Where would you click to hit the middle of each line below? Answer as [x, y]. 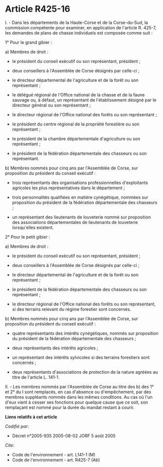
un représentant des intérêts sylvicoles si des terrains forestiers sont [81, 357]
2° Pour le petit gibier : [27, 237]
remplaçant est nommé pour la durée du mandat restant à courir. [70, 407]
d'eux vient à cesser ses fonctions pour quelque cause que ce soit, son [77, 402]
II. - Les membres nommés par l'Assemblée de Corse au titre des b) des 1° [80, 386]
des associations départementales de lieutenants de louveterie [75, 222]
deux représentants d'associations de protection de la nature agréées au [85, 372]
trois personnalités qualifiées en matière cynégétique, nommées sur [80, 197]
